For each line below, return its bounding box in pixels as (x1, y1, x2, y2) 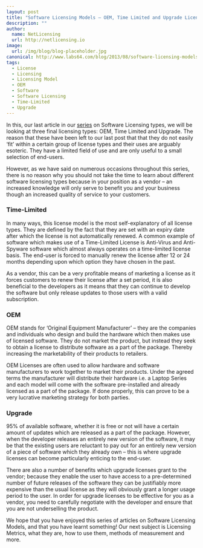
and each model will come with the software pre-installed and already (6, 381, 180, 388)
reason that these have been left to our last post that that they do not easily (6, 134, 193, 141)
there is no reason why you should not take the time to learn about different (6, 171, 195, 178)
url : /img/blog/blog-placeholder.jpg (11, 48, 107, 54)
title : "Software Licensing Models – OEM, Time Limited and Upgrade (6, 15, 182, 21)
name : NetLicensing (11, 31, 61, 38)
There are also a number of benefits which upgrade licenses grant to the (6, 466, 187, 474)
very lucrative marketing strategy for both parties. (6, 394, 130, 401)
